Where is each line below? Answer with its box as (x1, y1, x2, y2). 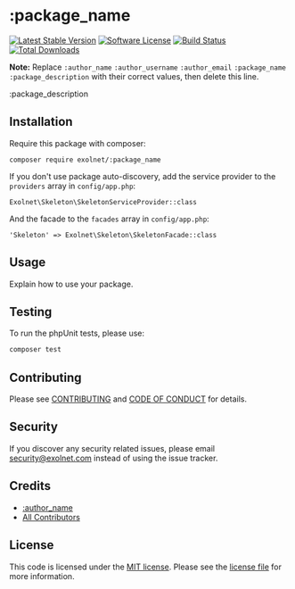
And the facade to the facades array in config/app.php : (9, 213, 209, 224)
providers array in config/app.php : (9, 180, 136, 191)
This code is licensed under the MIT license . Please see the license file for (9, 561, 283, 572)
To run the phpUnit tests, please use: (9, 328, 145, 339)
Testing (9, 304, 53, 319)
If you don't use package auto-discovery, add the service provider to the (9, 170, 276, 181)
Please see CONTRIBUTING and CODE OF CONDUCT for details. (9, 394, 248, 404)
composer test (9, 345, 62, 354)
